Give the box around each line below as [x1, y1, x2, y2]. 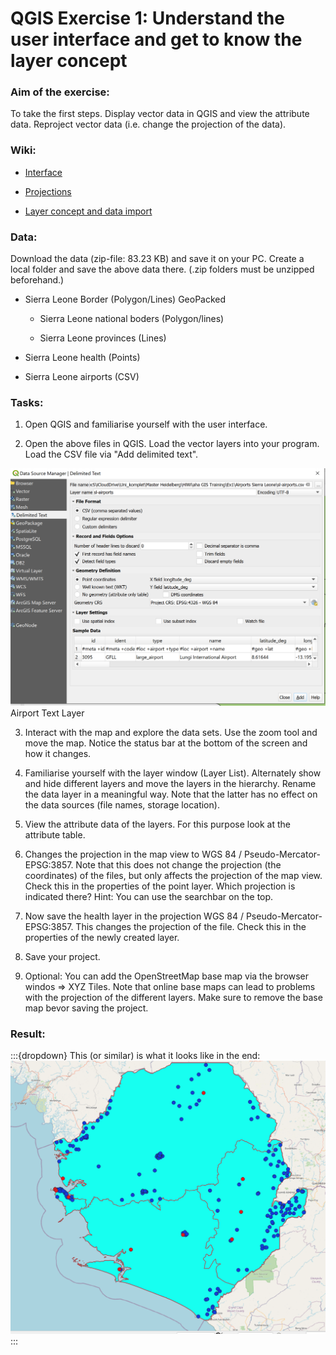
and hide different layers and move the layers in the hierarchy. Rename [24, 777, 317, 789]
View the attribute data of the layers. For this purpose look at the [24, 818, 291, 830]
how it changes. [24, 747, 92, 759]
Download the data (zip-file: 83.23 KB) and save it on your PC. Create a [10, 253, 305, 265]
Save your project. [24, 950, 101, 962]
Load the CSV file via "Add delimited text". [24, 448, 199, 461]
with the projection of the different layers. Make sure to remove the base [24, 991, 323, 1003]
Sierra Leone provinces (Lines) [39, 332, 167, 344]
